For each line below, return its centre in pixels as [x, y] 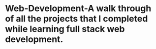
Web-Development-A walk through [78, 8]
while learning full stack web [65, 29]
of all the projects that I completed [77, 19]
